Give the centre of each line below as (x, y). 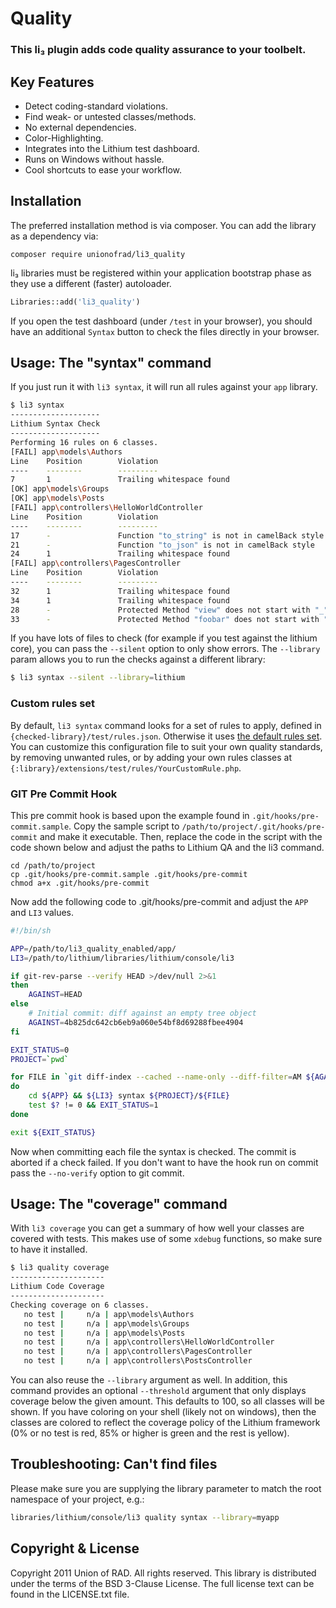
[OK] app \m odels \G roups (60, 489)
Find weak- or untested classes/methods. (110, 116)
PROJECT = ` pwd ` (40, 1059)
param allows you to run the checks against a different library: (138, 659)
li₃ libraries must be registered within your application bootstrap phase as (161, 273)
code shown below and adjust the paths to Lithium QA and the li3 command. (167, 847)
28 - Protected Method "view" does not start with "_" (169, 610)
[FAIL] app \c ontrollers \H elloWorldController (106, 508)
